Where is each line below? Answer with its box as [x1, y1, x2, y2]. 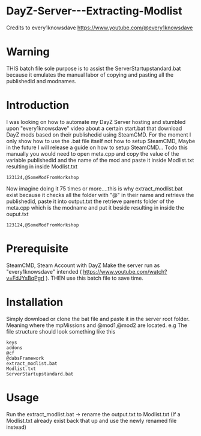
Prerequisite [6, 242, 69, 255]
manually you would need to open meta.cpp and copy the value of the [6, 150, 179, 157]
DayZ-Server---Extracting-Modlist [6, 4, 182, 18]
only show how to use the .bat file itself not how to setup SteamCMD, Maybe [6, 137, 196, 144]
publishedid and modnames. [6, 77, 77, 84]
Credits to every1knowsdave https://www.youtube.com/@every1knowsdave [6, 24, 193, 31]
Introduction [6, 99, 70, 112]
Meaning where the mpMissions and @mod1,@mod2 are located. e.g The [6, 322, 188, 329]
